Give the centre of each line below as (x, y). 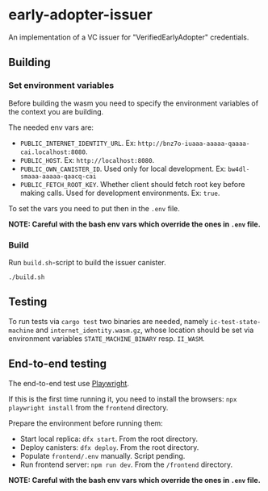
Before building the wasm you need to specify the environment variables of (134, 103)
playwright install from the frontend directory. (88, 407)
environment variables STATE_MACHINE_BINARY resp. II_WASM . (107, 338)
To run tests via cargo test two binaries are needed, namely (108, 321)
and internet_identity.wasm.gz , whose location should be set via (145, 330)
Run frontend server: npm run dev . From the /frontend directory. (126, 464)
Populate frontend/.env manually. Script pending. (103, 456)
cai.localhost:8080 (53, 152)
